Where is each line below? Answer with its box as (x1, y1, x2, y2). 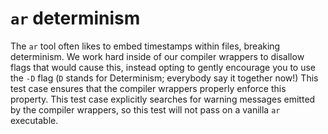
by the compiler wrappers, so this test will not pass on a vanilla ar (10, 103, 281, 116)
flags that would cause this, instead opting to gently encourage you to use (10, 61, 317, 73)
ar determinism (10, 7, 141, 30)
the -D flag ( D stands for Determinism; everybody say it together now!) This (10, 72, 319, 84)
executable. (10, 114, 59, 126)
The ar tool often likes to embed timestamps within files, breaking (10, 40, 281, 52)
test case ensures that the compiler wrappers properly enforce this (10, 82, 287, 94)
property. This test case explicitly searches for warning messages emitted (10, 93, 316, 105)
